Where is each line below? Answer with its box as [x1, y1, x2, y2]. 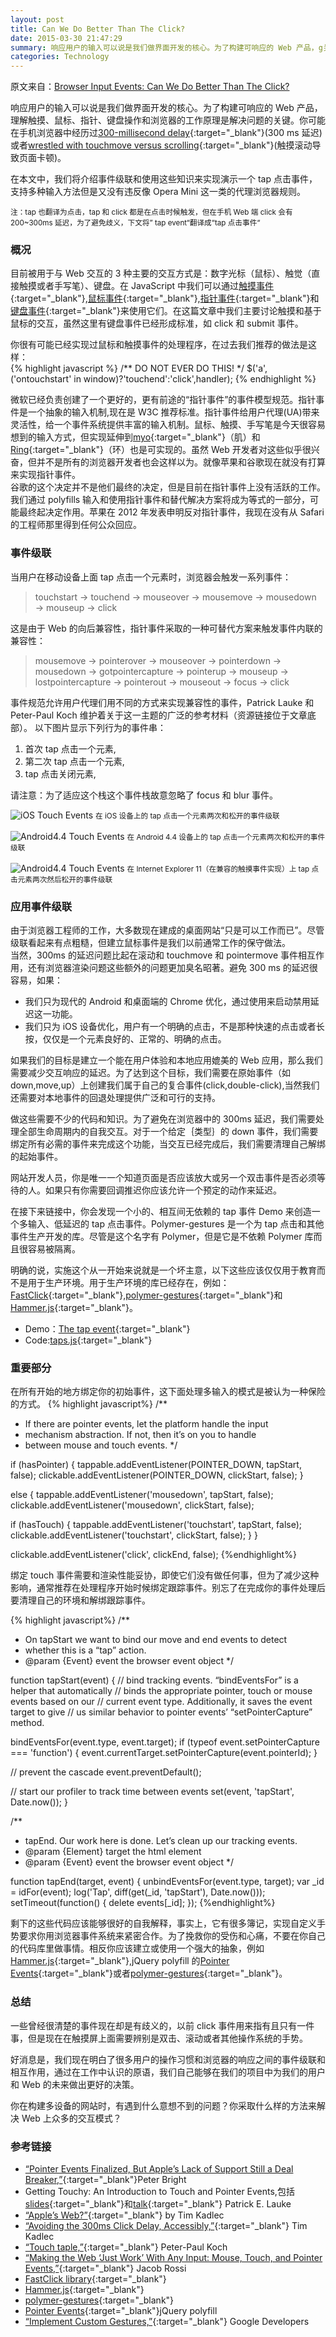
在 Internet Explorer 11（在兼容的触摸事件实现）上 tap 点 [126, 864, 320, 874]
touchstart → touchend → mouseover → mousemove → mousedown [34, 591, 317, 603]
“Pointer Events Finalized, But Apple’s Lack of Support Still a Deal [24, 2162, 294, 2175]
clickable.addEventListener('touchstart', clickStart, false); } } [10, 1529, 258, 1541]
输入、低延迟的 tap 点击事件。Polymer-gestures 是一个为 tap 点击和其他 [27, 1218, 325, 1230]
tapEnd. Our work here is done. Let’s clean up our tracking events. [24, 1835, 298, 1847]
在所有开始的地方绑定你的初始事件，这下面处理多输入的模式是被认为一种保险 [10, 1386, 326, 1398]
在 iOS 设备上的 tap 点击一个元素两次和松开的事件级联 [95, 811, 280, 821]
